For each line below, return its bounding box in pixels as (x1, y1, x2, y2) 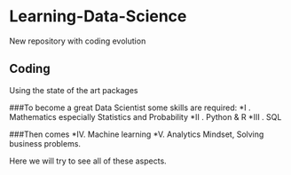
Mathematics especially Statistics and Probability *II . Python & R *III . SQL (9, 111, 282, 122)
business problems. (9, 138, 82, 148)
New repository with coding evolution (9, 36, 146, 46)
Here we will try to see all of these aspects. (9, 155, 167, 166)
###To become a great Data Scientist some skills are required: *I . (9, 102, 251, 113)
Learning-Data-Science (9, 6, 187, 27)
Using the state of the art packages (9, 84, 138, 95)
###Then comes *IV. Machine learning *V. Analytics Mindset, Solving (9, 129, 264, 139)
